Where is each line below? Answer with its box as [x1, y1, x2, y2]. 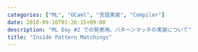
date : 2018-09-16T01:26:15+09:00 [7, 18, 106, 26]
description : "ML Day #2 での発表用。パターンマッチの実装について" [7, 26, 192, 33]
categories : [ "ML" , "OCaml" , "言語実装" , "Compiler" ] [7, 11, 165, 18]
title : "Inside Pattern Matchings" [7, 34, 112, 41]
